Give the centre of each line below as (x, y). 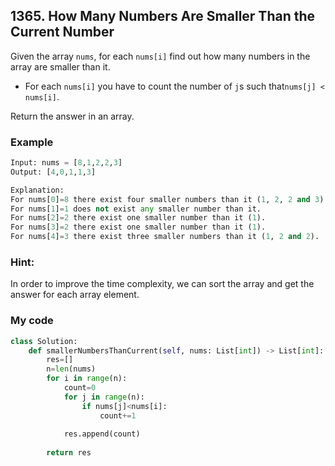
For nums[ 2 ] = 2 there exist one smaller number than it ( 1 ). (138, 218)
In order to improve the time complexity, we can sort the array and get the (162, 284)
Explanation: (37, 190)
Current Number (62, 32)
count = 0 (80, 388)
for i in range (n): (87, 379)
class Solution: (44, 341)
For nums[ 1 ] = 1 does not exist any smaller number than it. (136, 209)
